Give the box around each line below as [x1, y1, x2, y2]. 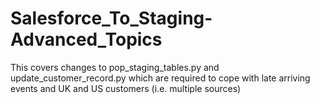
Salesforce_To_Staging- [10, 7, 213, 30]
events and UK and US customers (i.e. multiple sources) [10, 82, 242, 94]
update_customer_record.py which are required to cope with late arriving [10, 72, 311, 84]
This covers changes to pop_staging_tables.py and [10, 61, 220, 73]
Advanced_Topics [10, 28, 163, 51]
